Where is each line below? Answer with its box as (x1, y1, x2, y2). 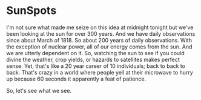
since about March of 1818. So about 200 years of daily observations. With (6, 36, 193, 44)
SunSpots (6, 4, 57, 18)
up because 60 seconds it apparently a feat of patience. (6, 75, 147, 82)
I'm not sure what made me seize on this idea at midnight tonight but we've (6, 24, 194, 31)
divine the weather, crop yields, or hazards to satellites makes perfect (6, 56, 180, 63)
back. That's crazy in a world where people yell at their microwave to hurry (6, 68, 194, 76)
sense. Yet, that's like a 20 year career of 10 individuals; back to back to (6, 62, 186, 70)
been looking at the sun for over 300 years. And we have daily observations (6, 30, 196, 37)
